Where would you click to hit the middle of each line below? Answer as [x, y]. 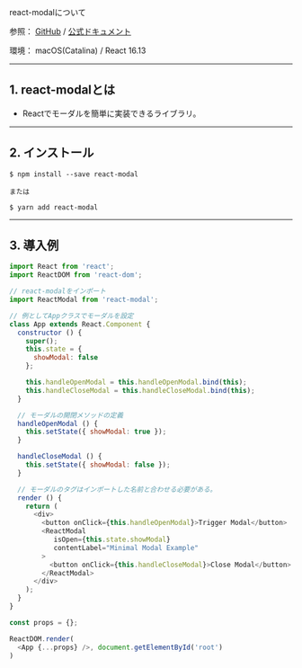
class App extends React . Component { [80, 324]
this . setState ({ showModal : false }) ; [98, 465]
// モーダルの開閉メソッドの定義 [71, 415]
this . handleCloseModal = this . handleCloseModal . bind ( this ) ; [140, 390]
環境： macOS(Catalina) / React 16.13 [78, 50]
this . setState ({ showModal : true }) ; [96, 432]
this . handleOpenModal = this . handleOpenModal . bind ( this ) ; [136, 383]
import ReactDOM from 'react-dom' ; [76, 275]
